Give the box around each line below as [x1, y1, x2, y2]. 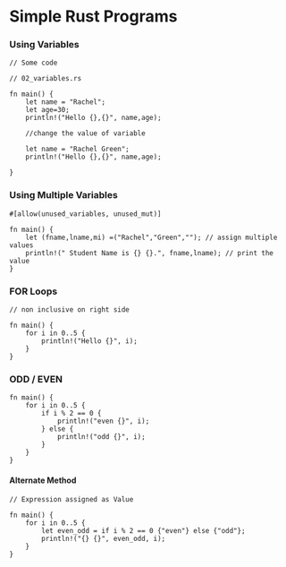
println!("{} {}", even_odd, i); [41, 534, 166, 543]
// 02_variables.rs [9, 74, 82, 83]
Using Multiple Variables [9, 189, 118, 202]
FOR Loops [9, 285, 58, 297]
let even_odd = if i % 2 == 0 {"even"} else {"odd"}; [41, 526, 246, 535]
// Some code [9, 58, 58, 68]
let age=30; [25, 106, 70, 115]
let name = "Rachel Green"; [25, 145, 130, 154]
